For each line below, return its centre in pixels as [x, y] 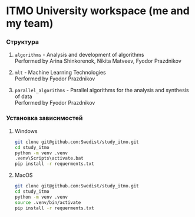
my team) [30, 23]
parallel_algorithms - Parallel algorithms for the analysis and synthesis [102, 90]
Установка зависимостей [44, 118]
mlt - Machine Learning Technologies [60, 73]
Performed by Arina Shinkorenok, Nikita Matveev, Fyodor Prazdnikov [98, 61]
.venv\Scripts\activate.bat [49, 158]
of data [23, 96]
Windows [26, 131]
